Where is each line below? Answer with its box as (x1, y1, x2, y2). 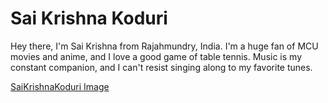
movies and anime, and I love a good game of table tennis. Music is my (10, 50, 303, 62)
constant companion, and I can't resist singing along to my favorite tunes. (10, 61, 313, 73)
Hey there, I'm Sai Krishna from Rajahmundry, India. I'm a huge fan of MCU (10, 40, 319, 52)
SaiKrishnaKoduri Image (10, 80, 110, 92)
